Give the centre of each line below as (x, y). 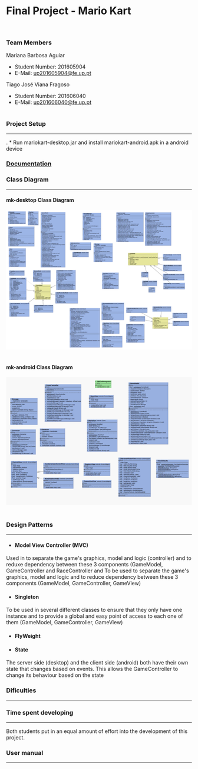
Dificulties (21, 690)
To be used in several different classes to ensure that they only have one (94, 610)
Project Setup (26, 124)
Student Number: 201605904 (50, 67)
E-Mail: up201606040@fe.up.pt (53, 102)
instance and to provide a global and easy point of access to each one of (95, 616)
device (14, 148)
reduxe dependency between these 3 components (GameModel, (85, 565)
